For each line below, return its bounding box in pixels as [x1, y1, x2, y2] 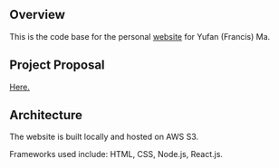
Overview [9, 7, 66, 23]
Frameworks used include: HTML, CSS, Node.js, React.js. [9, 149, 224, 160]
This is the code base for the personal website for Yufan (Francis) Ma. [9, 31, 271, 42]
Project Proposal [9, 58, 106, 73]
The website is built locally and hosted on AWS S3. [9, 131, 199, 143]
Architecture [9, 107, 83, 123]
